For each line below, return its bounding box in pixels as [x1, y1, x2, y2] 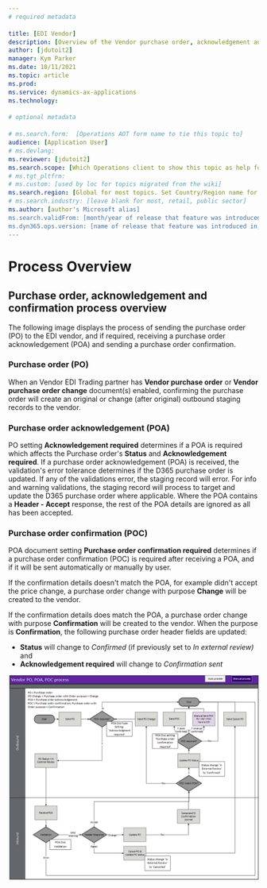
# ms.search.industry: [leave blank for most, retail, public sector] [8, 197, 247, 206]
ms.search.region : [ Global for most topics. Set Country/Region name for [8, 189, 258, 197]
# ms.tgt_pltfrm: [8, 172, 66, 180]
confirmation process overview [8, 302, 167, 315]
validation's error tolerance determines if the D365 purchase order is [8, 465, 234, 476]
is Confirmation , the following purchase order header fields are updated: [8, 627, 248, 637]
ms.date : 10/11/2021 [8, 64, 77, 71]
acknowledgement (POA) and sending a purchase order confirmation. [8, 339, 236, 349]
